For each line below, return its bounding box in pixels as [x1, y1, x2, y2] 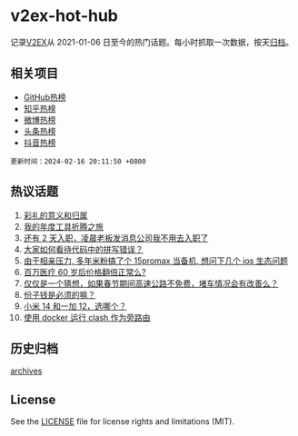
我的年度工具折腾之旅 [23, 221, 104, 232]
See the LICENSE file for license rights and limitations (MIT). [10, 416, 235, 427]
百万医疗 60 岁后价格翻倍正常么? [23, 266, 146, 277]
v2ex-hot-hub [10, 5, 119, 26]
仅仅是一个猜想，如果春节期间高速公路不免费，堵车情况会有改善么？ [23, 278, 279, 289]
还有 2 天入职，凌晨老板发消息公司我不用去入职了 [23, 233, 209, 243]
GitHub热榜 [23, 92, 66, 103]
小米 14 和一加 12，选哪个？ [23, 301, 127, 312]
